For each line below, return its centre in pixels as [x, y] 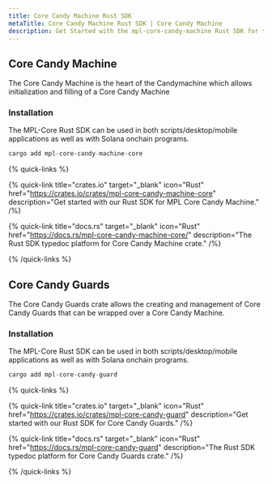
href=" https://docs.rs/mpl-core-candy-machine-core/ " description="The [130, 235]
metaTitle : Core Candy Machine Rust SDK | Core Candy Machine [115, 23]
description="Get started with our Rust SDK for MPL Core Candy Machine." [134, 202]
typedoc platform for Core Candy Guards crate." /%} [96, 456]
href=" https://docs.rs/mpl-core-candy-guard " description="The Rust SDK [132, 448]
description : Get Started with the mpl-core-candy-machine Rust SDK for [134, 31]
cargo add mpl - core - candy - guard [63, 375]
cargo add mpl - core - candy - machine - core [76, 154]
